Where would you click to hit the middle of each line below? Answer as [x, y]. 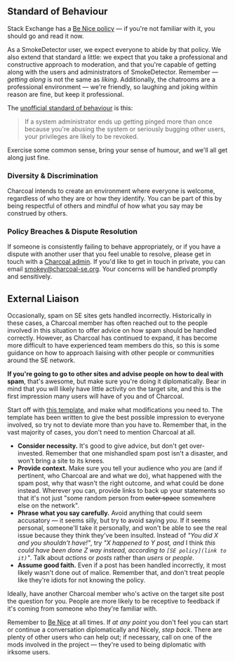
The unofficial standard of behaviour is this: [70, 107]
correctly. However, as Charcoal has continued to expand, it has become [112, 338]
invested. [31, 454]
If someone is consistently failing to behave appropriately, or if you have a [114, 247]
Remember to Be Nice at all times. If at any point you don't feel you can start [118, 622]
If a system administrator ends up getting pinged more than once [118, 121]
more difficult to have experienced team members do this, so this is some [113, 345]
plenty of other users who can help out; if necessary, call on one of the [110, 637]
